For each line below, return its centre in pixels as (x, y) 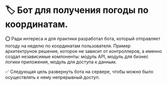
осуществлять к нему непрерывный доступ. (53, 77)
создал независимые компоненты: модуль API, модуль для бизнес (77, 56)
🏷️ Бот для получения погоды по (77, 10)
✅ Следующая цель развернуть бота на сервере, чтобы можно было (79, 71)
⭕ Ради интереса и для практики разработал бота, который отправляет (83, 38)
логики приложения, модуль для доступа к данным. (61, 62)
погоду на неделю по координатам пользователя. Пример (68, 46)
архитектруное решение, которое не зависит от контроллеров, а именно (83, 51)
